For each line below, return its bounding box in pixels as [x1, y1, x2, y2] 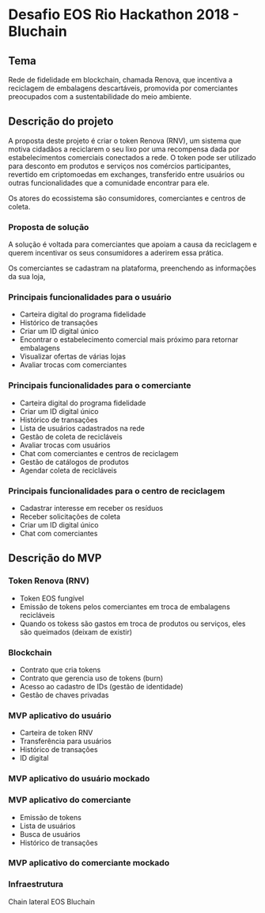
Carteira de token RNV [19, 728, 93, 738]
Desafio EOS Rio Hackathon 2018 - [8, 6, 240, 24]
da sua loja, [8, 272, 46, 282]
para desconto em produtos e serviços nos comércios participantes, [8, 161, 231, 171]
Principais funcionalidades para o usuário [8, 292, 172, 303]
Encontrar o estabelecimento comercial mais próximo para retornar [19, 335, 239, 344]
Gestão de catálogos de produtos [19, 457, 129, 466]
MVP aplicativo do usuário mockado [8, 773, 150, 784]
